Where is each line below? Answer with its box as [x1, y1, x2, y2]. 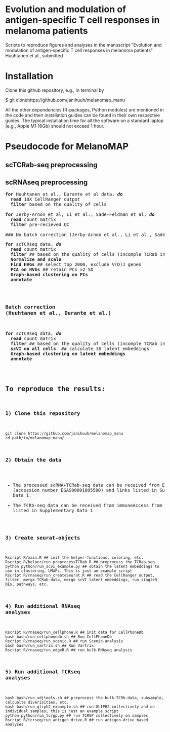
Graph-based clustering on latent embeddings [10, 351, 125, 357]
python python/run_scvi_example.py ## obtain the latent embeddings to [5, 564, 159, 569]
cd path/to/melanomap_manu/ [5, 435, 65, 440]
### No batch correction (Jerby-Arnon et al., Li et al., [5, 232, 152, 238]
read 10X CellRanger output [10, 197, 80, 202]
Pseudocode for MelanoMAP [5, 141, 129, 152]
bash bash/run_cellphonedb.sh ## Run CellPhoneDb [5, 634, 112, 639]
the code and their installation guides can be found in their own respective [5, 112, 160, 118]
